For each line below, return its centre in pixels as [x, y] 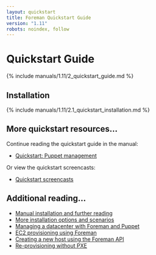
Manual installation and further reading [64, 213]
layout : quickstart [31, 12]
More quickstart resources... [62, 129]
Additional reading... [46, 199]
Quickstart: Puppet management [56, 156]
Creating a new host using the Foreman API [69, 239]
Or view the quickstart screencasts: [51, 167]
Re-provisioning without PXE [51, 245]
